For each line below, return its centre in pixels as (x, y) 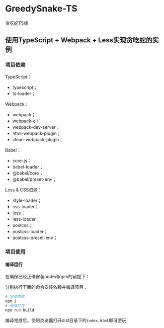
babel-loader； (28, 166)
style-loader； (27, 200)
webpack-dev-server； (36, 127)
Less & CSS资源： (24, 190)
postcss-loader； (30, 231)
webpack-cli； (27, 121)
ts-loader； (24, 93)
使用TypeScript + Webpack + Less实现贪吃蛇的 (79, 40)
